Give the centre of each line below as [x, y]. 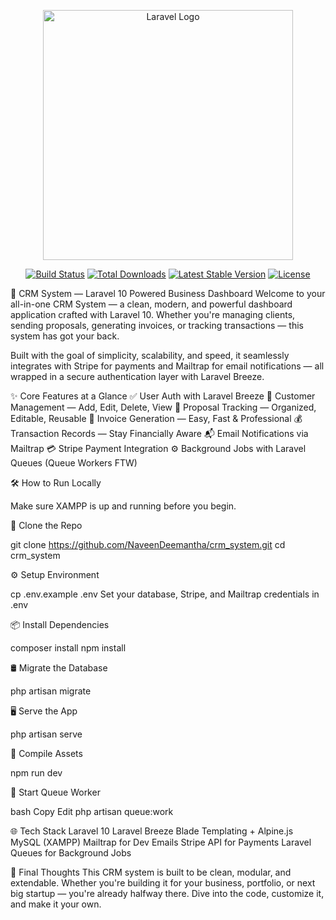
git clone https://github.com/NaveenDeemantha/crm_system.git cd [148, 544]
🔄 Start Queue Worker [55, 792]
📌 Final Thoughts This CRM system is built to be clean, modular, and [151, 872]
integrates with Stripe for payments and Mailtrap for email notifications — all [167, 366]
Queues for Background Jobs [71, 853]
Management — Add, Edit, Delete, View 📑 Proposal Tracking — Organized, [163, 407]
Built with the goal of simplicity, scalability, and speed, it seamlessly [150, 355]
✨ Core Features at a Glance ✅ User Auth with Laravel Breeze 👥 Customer [163, 396]
